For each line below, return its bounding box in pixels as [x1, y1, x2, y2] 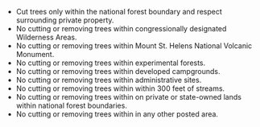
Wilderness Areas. [15, 32, 78, 42]
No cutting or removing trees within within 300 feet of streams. [15, 84, 225, 93]
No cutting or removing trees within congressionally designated [15, 24, 227, 33]
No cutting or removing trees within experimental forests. [15, 58, 206, 68]
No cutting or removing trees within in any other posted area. [15, 109, 219, 119]
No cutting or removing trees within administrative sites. [15, 76, 202, 84]
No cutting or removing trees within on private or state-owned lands [15, 92, 241, 101]
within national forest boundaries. [15, 100, 127, 110]
